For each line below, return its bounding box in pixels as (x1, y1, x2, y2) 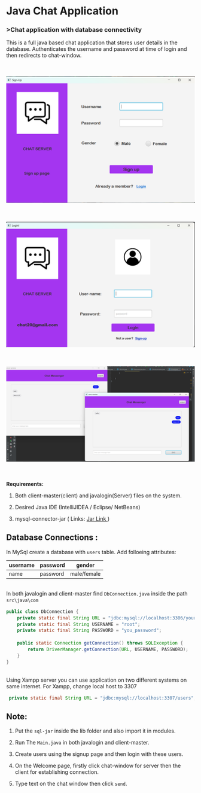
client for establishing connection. (14, 768, 99, 776)
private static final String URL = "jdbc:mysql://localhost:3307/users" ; (8, 695, 197, 701)
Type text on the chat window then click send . (14, 780, 127, 788)
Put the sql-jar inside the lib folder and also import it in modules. (14, 727, 176, 734)
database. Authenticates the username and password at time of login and (6, 45, 187, 53)
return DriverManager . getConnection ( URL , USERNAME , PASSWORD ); (28, 646, 188, 653)
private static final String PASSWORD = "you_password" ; (17, 627, 162, 634)
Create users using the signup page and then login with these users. (14, 751, 184, 758)
